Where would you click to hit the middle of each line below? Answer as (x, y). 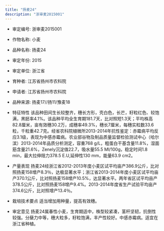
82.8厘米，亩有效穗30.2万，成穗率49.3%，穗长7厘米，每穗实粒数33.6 (83, 125)
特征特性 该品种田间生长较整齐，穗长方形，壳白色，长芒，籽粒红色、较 (83, 112)
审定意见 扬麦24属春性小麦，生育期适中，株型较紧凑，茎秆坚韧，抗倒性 (84, 211)
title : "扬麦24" (21, 10)
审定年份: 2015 (27, 60)
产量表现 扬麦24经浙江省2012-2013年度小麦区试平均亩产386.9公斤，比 (83, 166)
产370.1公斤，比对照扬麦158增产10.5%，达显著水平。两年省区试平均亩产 (85, 178)
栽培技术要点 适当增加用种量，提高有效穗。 (56, 201)
